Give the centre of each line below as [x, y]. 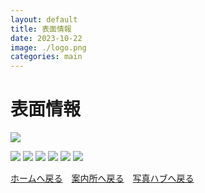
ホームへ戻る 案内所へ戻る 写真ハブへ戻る [102, 178]
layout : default [44, 19]
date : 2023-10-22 [46, 38]
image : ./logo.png [48, 47]
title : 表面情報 [41, 29]
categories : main [46, 57]
